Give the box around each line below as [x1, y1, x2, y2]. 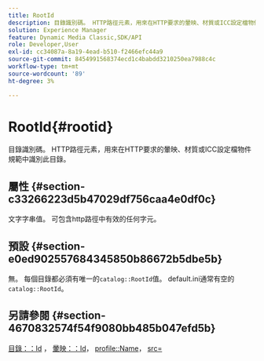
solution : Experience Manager [8, 26, 108, 34]
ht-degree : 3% [8, 77, 55, 85]
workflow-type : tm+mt [8, 63, 79, 71]
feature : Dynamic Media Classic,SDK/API [8, 33, 143, 42]
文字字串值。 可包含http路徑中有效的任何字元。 [8, 214, 161, 224]
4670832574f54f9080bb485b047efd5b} [8, 322, 216, 335]
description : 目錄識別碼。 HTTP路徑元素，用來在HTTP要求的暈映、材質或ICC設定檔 [8, 19, 249, 27]
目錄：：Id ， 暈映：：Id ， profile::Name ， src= [8, 343, 163, 353]
